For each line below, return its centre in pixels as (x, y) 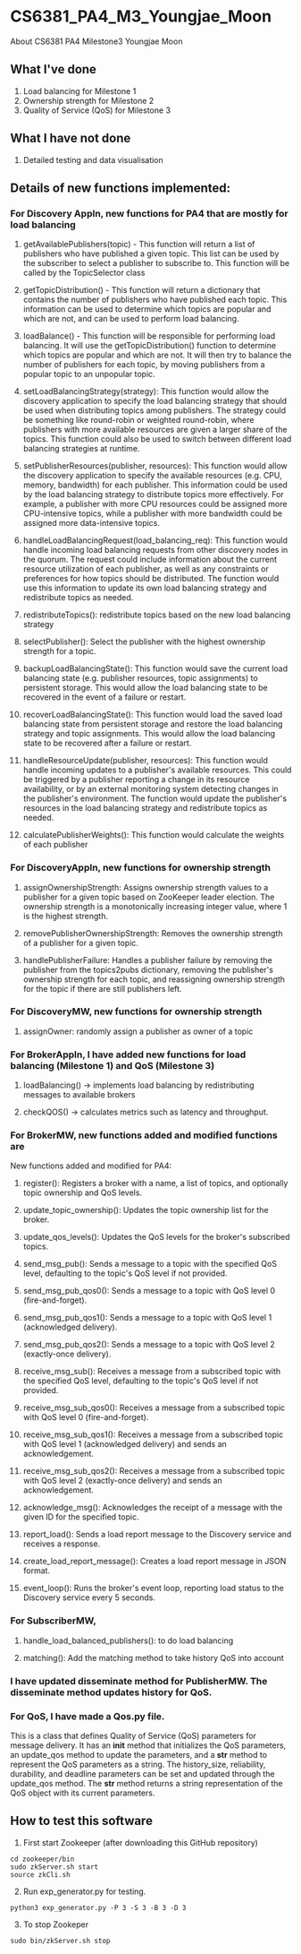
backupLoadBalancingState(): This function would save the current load (155, 668)
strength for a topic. (59, 651)
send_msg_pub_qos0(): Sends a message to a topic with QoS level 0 (149, 1291)
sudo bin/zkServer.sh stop (60, 1941)
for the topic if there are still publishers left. (102, 988)
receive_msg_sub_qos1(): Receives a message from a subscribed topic (153, 1434)
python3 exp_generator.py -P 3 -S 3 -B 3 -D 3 (98, 1907)
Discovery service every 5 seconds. (89, 1597)
